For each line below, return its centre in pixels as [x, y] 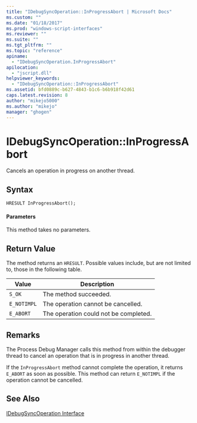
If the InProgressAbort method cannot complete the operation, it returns [95, 367]
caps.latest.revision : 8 [37, 95]
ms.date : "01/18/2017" [34, 23]
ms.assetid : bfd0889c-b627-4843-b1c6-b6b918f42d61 [70, 90]
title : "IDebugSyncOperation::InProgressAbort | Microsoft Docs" [89, 12]
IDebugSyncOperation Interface [45, 413]
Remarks [23, 335]
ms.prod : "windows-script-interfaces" [54, 28]
